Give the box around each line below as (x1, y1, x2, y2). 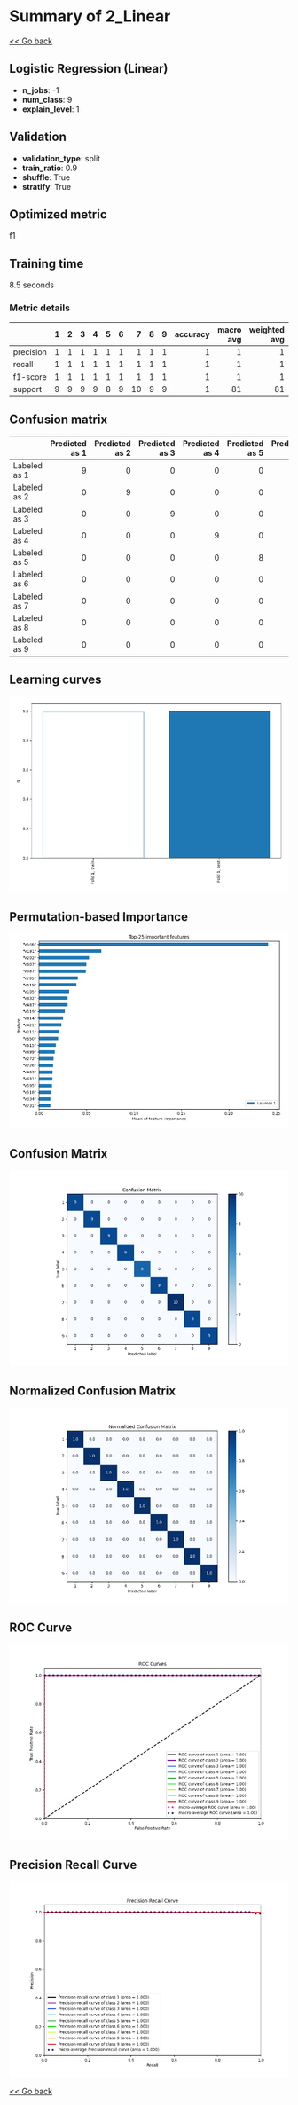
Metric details (9, 302, 71, 314)
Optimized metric (9, 207, 108, 222)
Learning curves (9, 672, 102, 687)
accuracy (174, 329, 210, 340)
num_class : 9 (21, 94, 73, 105)
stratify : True (21, 181, 72, 192)
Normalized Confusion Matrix (9, 1383, 176, 1398)
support (12, 383, 43, 394)
